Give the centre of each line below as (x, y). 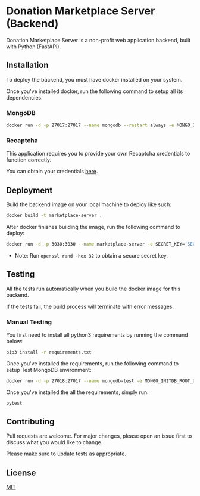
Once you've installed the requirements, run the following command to (93, 363)
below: (14, 341)
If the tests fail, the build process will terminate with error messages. (90, 306)
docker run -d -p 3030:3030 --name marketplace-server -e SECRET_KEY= (96, 244)
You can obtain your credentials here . (52, 172)
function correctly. (29, 160)
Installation (27, 65)
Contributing (30, 421)
